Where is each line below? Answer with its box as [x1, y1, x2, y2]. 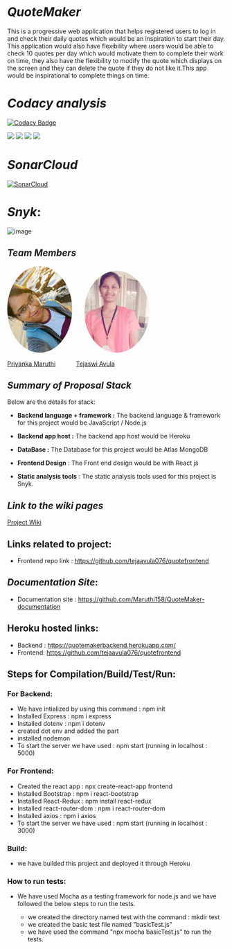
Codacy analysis [7, 96, 107, 112]
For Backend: [7, 689, 53, 698]
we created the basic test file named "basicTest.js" [27, 921, 173, 929]
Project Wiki [7, 518, 42, 526]
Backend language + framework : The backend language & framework [17, 411, 220, 420]
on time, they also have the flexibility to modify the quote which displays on [7, 56, 222, 64]
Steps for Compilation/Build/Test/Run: [7, 668, 177, 680]
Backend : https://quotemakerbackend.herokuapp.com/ [17, 641, 177, 649]
